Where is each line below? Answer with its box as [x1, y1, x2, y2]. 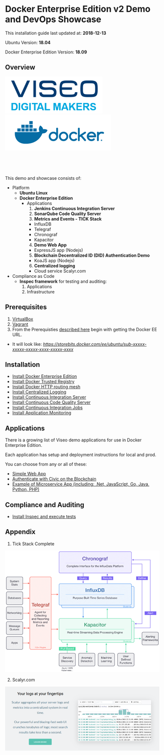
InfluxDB [34, 221, 51, 227]
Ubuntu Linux [19, 190, 48, 195]
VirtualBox [12, 316, 33, 322]
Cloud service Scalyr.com [34, 268, 86, 274]
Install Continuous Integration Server [12, 394, 87, 400]
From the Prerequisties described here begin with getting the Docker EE [12, 326, 158, 332]
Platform [12, 185, 30, 191]
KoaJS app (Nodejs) [34, 257, 75, 263]
